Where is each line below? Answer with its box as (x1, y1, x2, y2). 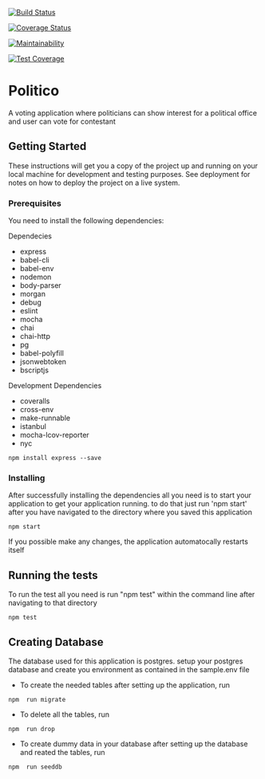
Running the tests (8, 569, 98, 582)
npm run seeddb (8, 762, 62, 771)
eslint (19, 306, 38, 316)
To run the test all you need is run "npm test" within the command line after (8, 590, 255, 600)
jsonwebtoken (19, 357, 66, 367)
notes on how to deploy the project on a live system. (8, 178, 180, 187)
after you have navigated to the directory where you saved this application (8, 507, 253, 517)
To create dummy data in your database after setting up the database (19, 738, 248, 749)
